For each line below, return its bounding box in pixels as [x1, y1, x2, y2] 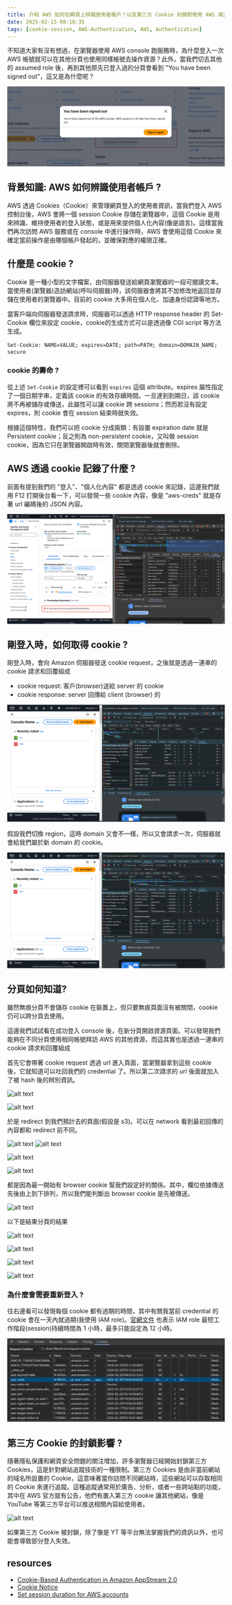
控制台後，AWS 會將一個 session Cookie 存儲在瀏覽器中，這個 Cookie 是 [7, 209, 214, 218]
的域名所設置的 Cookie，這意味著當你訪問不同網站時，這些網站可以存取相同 [7, 1474, 223, 1483]
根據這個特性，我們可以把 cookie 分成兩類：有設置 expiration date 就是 [7, 423, 209, 431]
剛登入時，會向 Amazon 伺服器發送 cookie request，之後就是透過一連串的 [7, 659, 217, 667]
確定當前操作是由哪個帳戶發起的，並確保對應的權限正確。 [7, 236, 171, 244]
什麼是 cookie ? [7, 258, 74, 270]
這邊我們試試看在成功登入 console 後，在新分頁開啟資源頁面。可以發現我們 [7, 1026, 221, 1035]
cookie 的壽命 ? [7, 366, 59, 375]
